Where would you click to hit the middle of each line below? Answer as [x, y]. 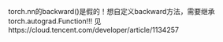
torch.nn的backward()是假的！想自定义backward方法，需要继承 [111, 11]
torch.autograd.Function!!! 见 [55, 21]
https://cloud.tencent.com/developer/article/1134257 [94, 30]
